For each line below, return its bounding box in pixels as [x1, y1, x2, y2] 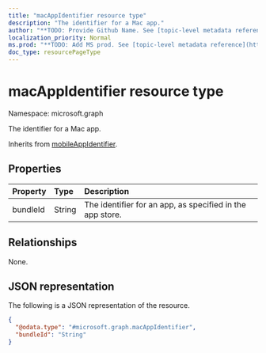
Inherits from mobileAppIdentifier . [8, 139, 118, 149]
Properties [8, 162, 62, 176]
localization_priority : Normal [8, 33, 112, 42]
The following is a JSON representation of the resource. [8, 301, 190, 310]
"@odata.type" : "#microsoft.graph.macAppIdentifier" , [15, 324, 196, 332]
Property [12, 185, 47, 196]
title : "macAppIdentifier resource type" [8, 11, 147, 20]
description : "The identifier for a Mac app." [8, 19, 165, 27]
